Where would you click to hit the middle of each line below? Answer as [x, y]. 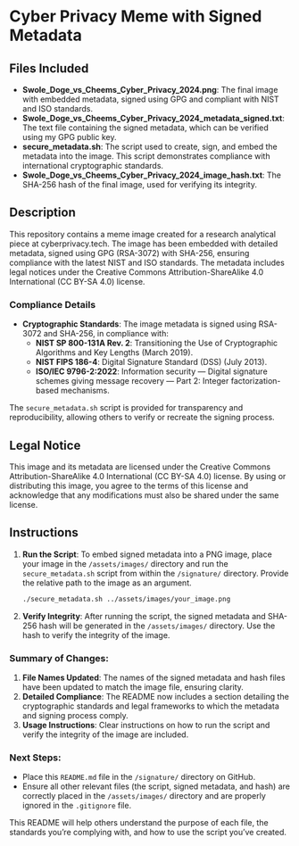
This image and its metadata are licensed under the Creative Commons [140, 467]
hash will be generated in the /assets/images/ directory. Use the [157, 626]
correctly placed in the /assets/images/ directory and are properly [144, 796]
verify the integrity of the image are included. [105, 734]
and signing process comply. [75, 715]
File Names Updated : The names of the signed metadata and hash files [154, 677]
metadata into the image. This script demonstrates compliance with [146, 156]
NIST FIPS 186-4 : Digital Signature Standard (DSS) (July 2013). [151, 362]
